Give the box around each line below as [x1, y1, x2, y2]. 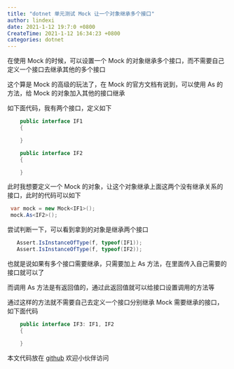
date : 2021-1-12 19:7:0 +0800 [7, 23, 96, 30]
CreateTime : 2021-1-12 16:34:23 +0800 [7, 29, 121, 37]
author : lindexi [7, 17, 55, 24]
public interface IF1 [20, 118, 83, 125]
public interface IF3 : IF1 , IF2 [20, 321, 114, 328]
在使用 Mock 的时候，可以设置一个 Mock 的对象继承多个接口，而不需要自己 [7, 57, 225, 65]
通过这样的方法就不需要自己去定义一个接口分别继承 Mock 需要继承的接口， [7, 297, 223, 306]
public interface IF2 [20, 149, 83, 156]
